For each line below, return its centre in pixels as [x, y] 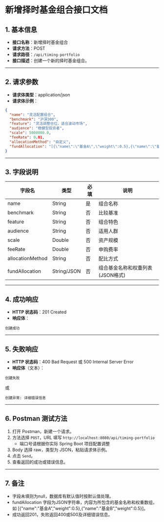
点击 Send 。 [24, 456]
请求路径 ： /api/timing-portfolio [46, 54]
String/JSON [66, 271]
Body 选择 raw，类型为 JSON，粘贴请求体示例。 [61, 450]
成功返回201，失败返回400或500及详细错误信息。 [62, 514]
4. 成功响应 [22, 299]
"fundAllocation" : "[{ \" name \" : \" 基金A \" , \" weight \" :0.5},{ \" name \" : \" [83, 146]
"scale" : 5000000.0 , [30, 133]
